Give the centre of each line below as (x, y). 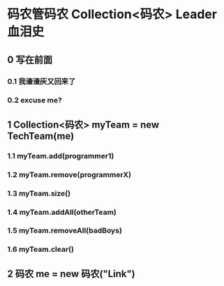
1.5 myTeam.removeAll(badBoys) (65, 231)
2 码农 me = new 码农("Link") (71, 274)
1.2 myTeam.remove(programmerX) (69, 174)
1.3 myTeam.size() (39, 193)
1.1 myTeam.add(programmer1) (61, 156)
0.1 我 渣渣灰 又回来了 (42, 81)
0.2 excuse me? (35, 100)
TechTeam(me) (41, 136)
